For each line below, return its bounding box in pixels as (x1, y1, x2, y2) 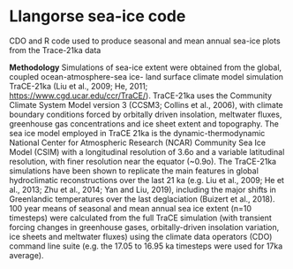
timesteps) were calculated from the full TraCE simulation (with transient (9, 212, 272, 223)
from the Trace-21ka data (9, 44, 101, 55)
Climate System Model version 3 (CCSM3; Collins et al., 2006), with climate (9, 99, 284, 110)
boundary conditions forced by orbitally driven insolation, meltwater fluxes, (9, 109, 282, 119)
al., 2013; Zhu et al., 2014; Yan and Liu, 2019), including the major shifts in (9, 184, 276, 195)
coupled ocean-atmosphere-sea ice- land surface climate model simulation (9, 71, 284, 81)
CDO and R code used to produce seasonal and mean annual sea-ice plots (9, 35, 281, 46)
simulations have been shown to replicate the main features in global (9, 165, 259, 176)
